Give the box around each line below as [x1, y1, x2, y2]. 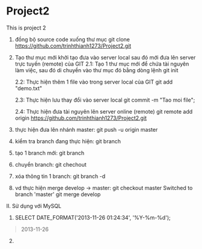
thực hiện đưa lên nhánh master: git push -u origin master [14, 126, 158, 133]
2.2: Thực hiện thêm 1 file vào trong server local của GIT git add [14, 78, 173, 85]
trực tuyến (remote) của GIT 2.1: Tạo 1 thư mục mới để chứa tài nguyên [14, 60, 189, 67]
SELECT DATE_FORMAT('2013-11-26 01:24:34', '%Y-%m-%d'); [14, 214, 171, 221]
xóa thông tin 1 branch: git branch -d [14, 173, 106, 180]
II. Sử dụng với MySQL [6, 202, 62, 209]
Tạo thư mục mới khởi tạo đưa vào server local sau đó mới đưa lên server [14, 54, 196, 61]
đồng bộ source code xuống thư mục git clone [14, 35, 130, 43]
